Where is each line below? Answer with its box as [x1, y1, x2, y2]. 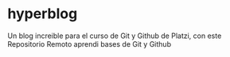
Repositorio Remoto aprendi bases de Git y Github [7, 39, 172, 48]
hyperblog [7, 5, 78, 23]
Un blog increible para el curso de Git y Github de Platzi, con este [7, 31, 222, 40]
